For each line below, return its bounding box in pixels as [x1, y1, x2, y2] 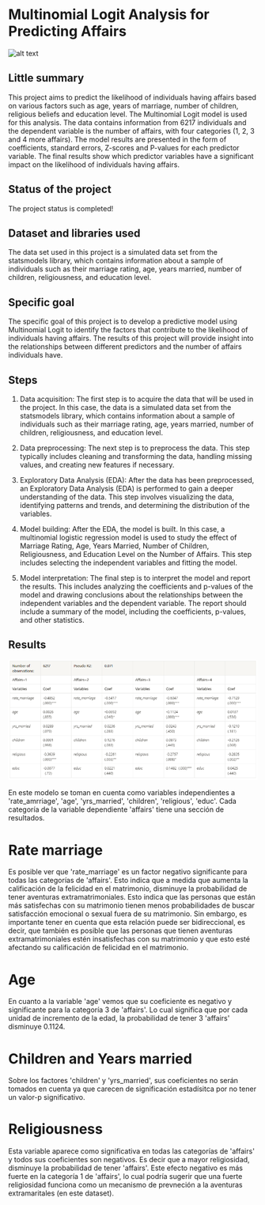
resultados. [8, 813, 45, 823]
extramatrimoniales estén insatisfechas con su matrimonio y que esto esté [8, 934, 251, 944]
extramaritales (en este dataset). [8, 1188, 115, 1198]
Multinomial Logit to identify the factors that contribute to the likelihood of [8, 325, 248, 335]
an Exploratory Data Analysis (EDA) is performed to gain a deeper [19, 484, 234, 493]
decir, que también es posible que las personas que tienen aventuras [8, 926, 233, 935]
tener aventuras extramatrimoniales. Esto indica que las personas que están [8, 892, 256, 902]
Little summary [8, 71, 85, 85]
